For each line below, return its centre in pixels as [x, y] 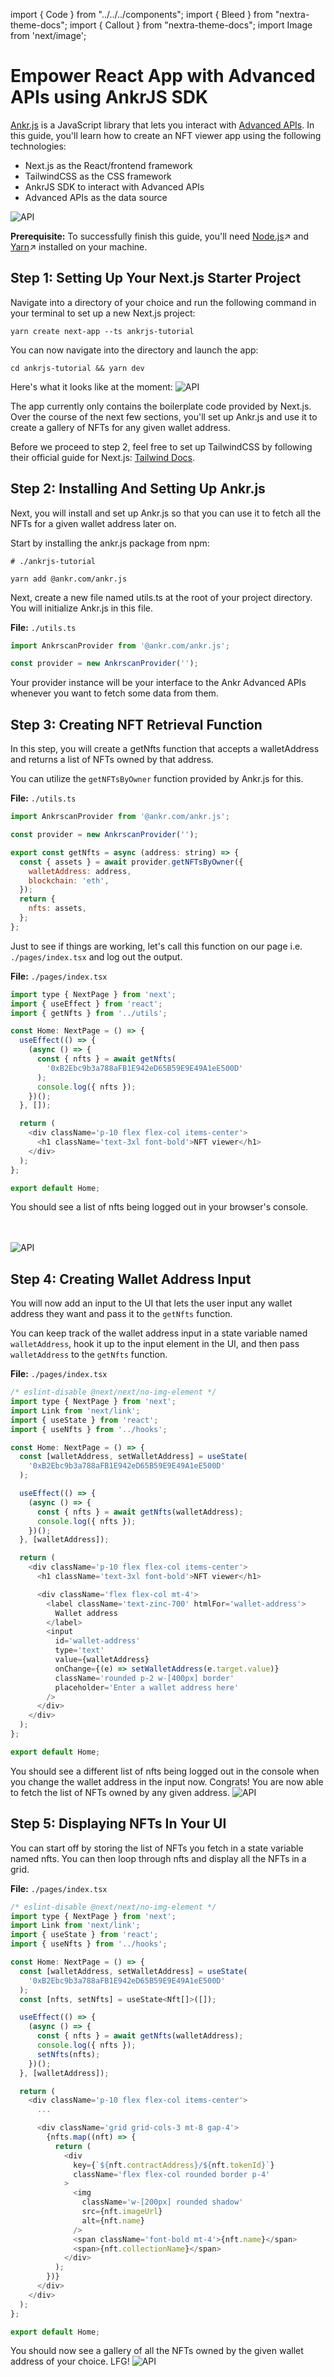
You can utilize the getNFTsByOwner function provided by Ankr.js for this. [157, 779]
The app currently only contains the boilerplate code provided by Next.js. [161, 406]
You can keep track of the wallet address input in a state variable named [159, 1333]
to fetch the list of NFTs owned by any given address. [120, 1792]
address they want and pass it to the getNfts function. [121, 1314]
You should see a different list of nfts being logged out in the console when [165, 1771]
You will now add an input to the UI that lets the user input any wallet [151, 1303]
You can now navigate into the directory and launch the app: [134, 350]
